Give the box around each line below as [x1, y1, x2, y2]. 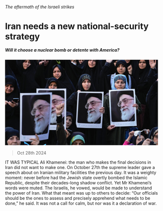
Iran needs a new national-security [5, 21, 149, 31]
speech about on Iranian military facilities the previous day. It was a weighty [5, 169, 157, 176]
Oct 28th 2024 [16, 150, 47, 156]
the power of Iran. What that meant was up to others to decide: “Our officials [5, 190, 158, 196]
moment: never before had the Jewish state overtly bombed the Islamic [5, 175, 148, 181]
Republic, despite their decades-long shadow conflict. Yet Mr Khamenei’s [5, 180, 152, 186]
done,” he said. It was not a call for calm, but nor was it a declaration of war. [5, 200, 157, 206]
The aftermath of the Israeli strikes [5, 4, 74, 10]
